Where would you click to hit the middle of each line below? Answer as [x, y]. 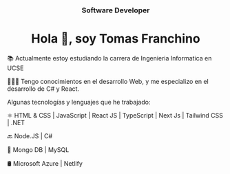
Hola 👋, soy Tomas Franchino [116, 39]
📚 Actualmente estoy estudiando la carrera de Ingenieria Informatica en [109, 58]
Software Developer [116, 10]
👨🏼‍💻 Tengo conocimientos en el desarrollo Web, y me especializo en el [108, 81]
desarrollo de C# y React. [43, 89]
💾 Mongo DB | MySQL [38, 149]
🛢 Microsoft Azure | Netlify [45, 163]
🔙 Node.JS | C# [30, 135]
